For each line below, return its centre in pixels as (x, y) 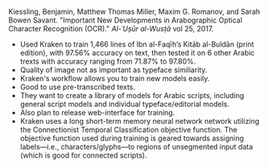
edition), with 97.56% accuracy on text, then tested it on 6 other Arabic (137, 53)
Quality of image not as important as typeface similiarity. (113, 70)
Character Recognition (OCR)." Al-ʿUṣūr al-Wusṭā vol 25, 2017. (111, 29)
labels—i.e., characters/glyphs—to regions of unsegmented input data (136, 147)
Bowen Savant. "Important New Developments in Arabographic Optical (126, 20)
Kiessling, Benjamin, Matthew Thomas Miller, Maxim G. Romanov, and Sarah (134, 12)
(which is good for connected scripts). (83, 155)
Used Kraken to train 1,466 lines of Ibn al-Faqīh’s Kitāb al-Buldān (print (137, 44)
